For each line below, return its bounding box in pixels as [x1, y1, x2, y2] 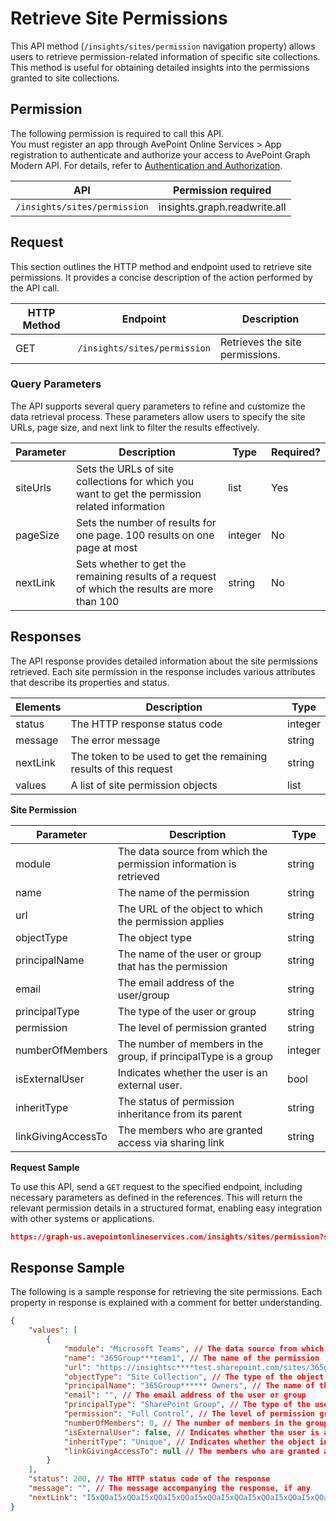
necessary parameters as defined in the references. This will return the [10, 1191, 303, 1203]
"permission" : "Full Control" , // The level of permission [63, 1409, 315, 1419]
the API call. [10, 282, 60, 294]
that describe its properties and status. [10, 676, 170, 688]
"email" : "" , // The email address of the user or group [63, 1390, 307, 1401]
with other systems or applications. [10, 1212, 155, 1224]
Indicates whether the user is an [117, 1065, 268, 1079]
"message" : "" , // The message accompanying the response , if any [28, 1483, 311, 1494]
